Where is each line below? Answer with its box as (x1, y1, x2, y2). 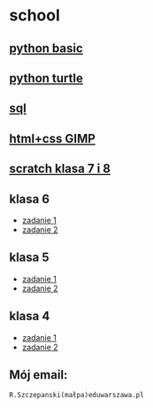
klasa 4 (9, 309, 50, 324)
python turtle (9, 70, 84, 85)
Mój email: (9, 367, 68, 382)
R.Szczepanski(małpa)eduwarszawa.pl (9, 391, 144, 400)
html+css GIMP (9, 130, 96, 146)
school (9, 5, 60, 26)
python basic (9, 41, 84, 56)
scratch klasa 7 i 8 (9, 161, 111, 177)
